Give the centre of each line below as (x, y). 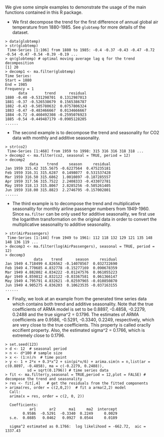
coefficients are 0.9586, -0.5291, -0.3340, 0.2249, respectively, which (83, 320)
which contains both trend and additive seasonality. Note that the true (83, 304)
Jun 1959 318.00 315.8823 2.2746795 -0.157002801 (58, 190)
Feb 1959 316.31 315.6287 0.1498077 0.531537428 (58, 173)
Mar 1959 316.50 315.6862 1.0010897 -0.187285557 (58, 177)
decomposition (20, 63)
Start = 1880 (18, 80)
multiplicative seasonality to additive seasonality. (62, 224)
